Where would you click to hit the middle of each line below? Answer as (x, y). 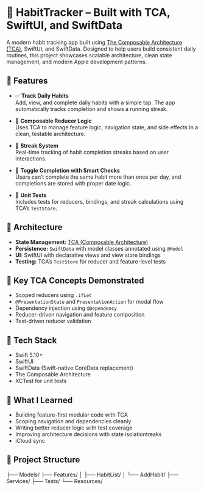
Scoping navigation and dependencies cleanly (73, 421)
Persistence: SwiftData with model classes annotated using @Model (99, 248)
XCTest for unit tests (41, 381)
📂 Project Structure (43, 460)
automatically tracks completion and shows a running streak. (91, 109)
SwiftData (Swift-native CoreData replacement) (74, 368)
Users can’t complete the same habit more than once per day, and (98, 177)
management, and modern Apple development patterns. (77, 62)
